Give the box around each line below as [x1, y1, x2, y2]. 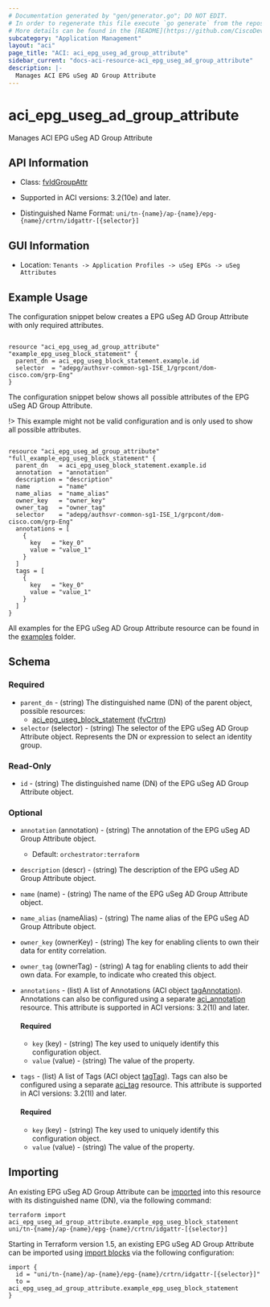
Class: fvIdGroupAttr [19, 178, 88, 187]
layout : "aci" [8, 42, 56, 50]
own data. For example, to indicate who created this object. [19, 970, 217, 980]
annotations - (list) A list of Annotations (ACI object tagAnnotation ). [19, 985, 243, 995]
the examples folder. [8, 632, 76, 641]
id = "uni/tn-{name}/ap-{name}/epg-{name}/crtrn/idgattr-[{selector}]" [15, 1270, 261, 1278]
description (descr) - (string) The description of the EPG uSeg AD [19, 865, 239, 875]
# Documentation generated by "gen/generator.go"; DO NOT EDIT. [8, 11, 228, 20]
